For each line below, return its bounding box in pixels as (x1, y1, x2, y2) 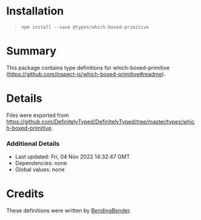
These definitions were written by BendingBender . (6, 207, 131, 215)
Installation (6, 4, 64, 18)
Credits (6, 187, 44, 201)
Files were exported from (6, 112, 69, 119)
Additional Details (6, 139, 60, 148)
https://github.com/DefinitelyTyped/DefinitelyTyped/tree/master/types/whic (6, 118, 195, 125)
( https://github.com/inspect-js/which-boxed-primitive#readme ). (6, 71, 166, 78)
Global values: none (15, 166, 65, 173)
